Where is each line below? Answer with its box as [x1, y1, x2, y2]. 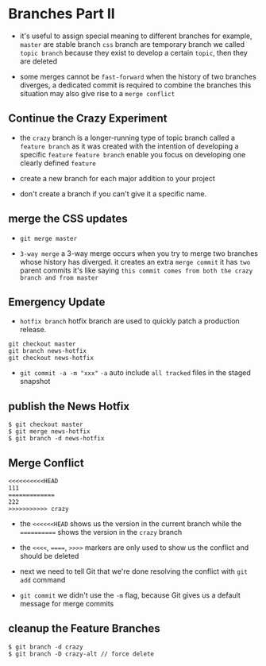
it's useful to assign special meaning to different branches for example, [19, 31, 253, 41]
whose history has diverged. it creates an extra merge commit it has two [19, 257, 251, 266]
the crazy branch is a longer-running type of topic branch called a [19, 133, 236, 142]
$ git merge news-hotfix [8, 428, 91, 436]
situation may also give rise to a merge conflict [19, 88, 175, 98]
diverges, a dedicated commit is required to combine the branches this [19, 80, 252, 90]
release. [19, 325, 47, 335]
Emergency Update [8, 295, 106, 308]
